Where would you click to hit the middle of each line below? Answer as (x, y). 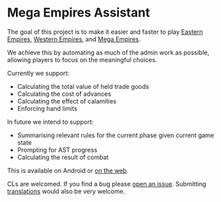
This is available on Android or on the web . (68, 170)
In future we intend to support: (50, 121)
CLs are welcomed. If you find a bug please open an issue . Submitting (107, 183)
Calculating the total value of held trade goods (83, 86)
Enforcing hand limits (47, 108)
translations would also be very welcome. (66, 191)
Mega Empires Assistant (79, 13)
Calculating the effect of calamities (67, 101)
